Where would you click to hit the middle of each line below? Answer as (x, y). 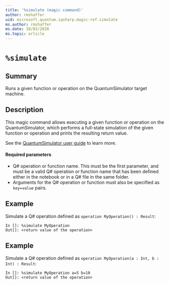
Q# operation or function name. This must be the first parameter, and (86, 166)
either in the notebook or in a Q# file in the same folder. (71, 177)
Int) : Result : (21, 264)
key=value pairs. (30, 188)
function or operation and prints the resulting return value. (67, 133)
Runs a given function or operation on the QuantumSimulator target (76, 88)
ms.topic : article (25, 34)
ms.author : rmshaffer (28, 24)
